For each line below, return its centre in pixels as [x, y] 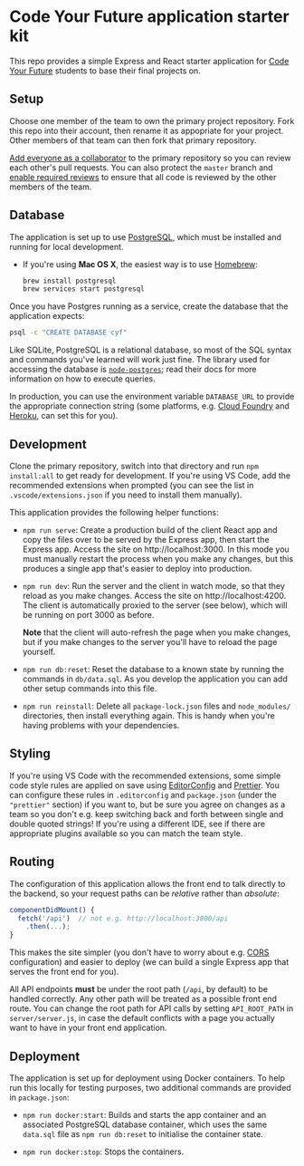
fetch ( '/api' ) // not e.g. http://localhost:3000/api [123, 918]
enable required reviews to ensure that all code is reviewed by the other [143, 177]
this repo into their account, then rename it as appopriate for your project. [147, 130]
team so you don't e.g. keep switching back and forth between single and [147, 814]
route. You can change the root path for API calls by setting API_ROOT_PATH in [152, 1008]
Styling [30, 754]
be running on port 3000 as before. [88, 615]
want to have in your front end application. [88, 1028]
